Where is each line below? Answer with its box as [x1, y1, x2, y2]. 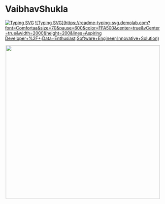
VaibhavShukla [5, 3, 68, 15]
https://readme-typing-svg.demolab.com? [65, 20, 150, 26]
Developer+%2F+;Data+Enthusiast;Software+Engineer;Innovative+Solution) [5, 35, 159, 41]
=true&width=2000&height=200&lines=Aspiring [5, 30, 102, 36]
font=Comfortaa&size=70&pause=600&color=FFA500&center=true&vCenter [5, 25, 160, 30]
